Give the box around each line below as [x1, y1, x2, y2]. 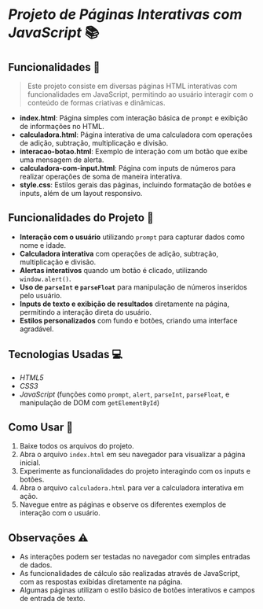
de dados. [19, 560, 53, 570]
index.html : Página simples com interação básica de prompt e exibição [19, 113, 249, 123]
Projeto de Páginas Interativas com [8, 6, 243, 24]
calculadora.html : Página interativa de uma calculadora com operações [19, 130, 253, 139]
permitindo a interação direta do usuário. [19, 307, 152, 316]
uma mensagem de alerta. [19, 155, 104, 164]
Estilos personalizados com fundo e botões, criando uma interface [19, 316, 238, 325]
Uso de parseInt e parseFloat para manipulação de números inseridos [19, 282, 247, 292]
